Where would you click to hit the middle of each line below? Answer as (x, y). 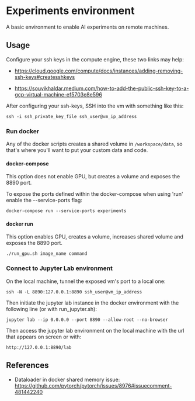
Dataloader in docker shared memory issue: (67, 379)
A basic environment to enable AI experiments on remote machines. (88, 27)
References (27, 366)
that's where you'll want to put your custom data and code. (77, 150)
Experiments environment (70, 11)
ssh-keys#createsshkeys (45, 77)
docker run (20, 224)
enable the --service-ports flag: (44, 200)
